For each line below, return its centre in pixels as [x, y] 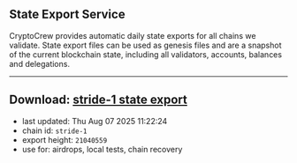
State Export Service [67, 15]
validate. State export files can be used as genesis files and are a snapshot [145, 45]
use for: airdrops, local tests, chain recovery [102, 149]
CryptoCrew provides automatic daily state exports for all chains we [133, 35]
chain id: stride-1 [54, 130]
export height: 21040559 [65, 139]
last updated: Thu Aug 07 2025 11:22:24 [95, 121]
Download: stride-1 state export [99, 100]
